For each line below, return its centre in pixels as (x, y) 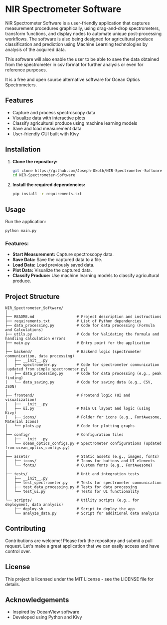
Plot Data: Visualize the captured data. (52, 270)
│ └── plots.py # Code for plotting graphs (70, 426)
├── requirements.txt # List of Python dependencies (73, 321)
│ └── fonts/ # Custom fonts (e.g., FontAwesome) (79, 465)
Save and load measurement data (47, 128)
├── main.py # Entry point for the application (78, 343)
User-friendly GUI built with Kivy (46, 134)
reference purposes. (26, 70)
